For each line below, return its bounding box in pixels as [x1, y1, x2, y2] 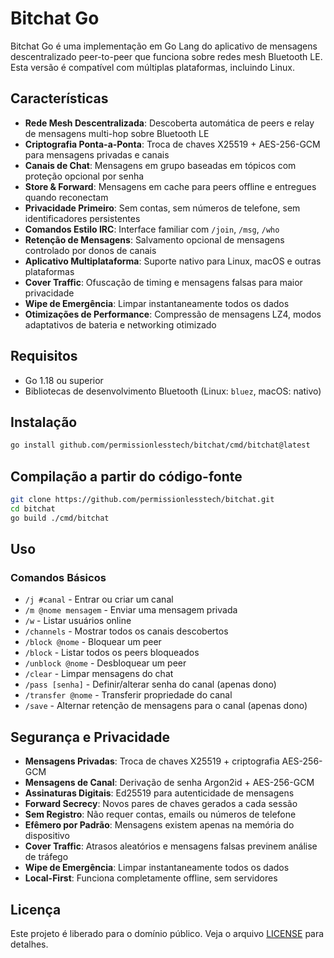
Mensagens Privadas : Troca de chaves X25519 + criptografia [24, 755, 280, 767]
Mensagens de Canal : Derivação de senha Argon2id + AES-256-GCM [24, 777, 315, 789]
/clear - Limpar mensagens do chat [24, 668, 174, 680]
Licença [10, 901, 62, 918]
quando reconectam [24, 191, 109, 203]
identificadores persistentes [24, 212, 141, 224]
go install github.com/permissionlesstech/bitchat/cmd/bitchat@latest [10, 440, 311, 451]
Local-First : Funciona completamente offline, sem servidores [24, 872, 278, 884]
